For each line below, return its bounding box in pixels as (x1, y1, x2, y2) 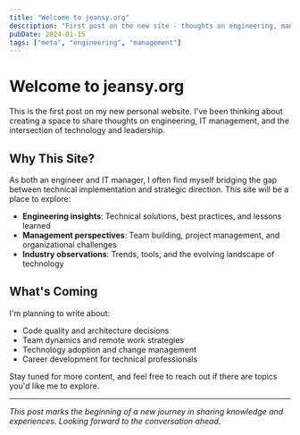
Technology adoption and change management (21, 344, 197, 355)
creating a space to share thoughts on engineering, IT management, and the (9, 115, 290, 126)
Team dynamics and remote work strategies (21, 334, 185, 345)
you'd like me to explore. (9, 381, 100, 391)
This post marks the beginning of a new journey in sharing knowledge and (9, 406, 284, 416)
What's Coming (9, 284, 98, 299)
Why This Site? (9, 151, 96, 166)
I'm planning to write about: (9, 307, 111, 318)
